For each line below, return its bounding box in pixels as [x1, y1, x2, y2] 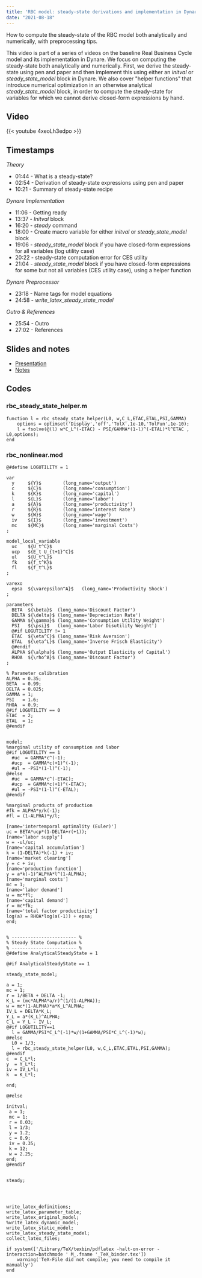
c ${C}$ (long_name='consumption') [11, 485, 130, 491]
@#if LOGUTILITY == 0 [6, 707, 61, 713]
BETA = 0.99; [6, 680, 42, 687]
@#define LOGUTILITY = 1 [6, 464, 69, 470]
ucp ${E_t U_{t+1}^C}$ [11, 549, 74, 555]
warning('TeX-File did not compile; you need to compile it [17, 1256, 171, 1262]
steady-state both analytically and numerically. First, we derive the [6, 62, 171, 69]
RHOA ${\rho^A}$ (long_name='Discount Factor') [11, 654, 136, 660]
